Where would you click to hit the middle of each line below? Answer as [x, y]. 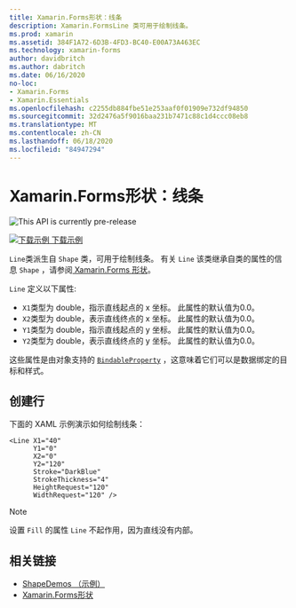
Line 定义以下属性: [43, 288]
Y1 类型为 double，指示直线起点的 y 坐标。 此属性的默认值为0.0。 [141, 329]
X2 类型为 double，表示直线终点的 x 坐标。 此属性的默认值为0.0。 [140, 318]
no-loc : [24, 83]
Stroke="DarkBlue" [67, 472]
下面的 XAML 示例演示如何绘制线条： [77, 424]
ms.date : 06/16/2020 [48, 75]
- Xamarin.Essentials [49, 100]
